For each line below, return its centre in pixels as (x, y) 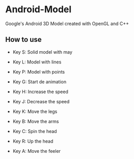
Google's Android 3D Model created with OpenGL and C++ (67, 24)
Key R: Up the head (33, 141)
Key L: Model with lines (37, 62)
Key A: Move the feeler (37, 151)
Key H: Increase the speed (41, 92)
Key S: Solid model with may (43, 52)
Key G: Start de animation (39, 82)
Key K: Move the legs (35, 111)
